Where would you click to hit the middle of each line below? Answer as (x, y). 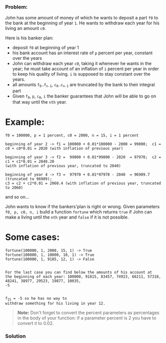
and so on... (17, 197)
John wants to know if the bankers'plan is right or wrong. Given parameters (83, 206)
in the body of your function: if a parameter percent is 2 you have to (87, 318)
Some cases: (32, 237)
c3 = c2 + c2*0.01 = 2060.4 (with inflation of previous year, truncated (83, 183)
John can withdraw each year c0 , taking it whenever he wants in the (82, 64)
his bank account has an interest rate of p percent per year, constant (82, 53)
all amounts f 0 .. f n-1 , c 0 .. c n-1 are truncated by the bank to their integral (83, 85)
